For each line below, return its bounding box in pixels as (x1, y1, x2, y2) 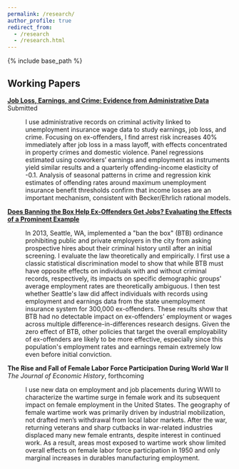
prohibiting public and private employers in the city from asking (25, 236, 212, 245)
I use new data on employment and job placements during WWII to (25, 385, 221, 393)
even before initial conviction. (25, 350, 112, 358)
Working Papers (7, 77, 81, 89)
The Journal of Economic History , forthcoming (7, 371, 145, 380)
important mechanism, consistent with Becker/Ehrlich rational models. (25, 193, 231, 202)
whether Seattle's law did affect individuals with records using (25, 289, 208, 298)
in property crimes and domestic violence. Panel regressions (25, 148, 204, 156)
